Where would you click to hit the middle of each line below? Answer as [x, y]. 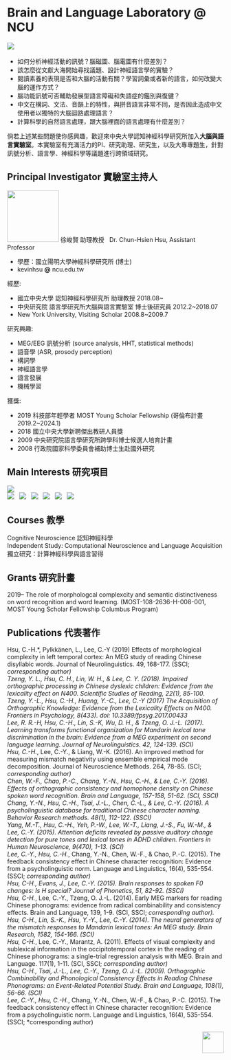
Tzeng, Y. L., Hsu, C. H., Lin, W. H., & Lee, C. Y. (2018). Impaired [97, 679]
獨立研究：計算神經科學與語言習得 [55, 554]
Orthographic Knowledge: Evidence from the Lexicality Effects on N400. [110, 708]
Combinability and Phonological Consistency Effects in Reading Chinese [110, 978]
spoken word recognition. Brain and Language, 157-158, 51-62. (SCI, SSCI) [113, 796]
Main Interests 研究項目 [58, 472]
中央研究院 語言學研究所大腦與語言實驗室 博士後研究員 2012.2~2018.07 [118, 307]
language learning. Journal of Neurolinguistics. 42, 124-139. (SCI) [100, 744]
